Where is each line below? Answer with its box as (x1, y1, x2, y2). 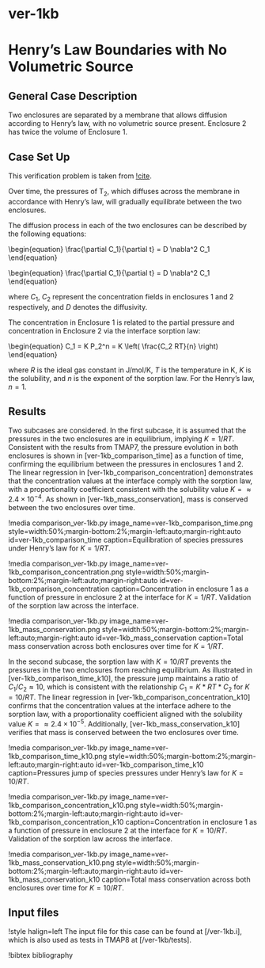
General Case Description (8, 89, 138, 103)
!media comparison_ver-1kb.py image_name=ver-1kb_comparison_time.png (8, 518, 253, 528)
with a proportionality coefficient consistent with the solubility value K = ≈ (8, 485, 252, 494)
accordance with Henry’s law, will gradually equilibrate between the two (8, 196, 243, 206)
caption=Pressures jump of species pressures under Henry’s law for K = (8, 768, 244, 777)
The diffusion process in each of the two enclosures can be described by (8, 220, 248, 230)
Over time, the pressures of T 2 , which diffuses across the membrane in (8, 187, 240, 198)
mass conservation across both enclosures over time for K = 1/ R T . (8, 642, 224, 651)
